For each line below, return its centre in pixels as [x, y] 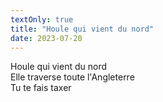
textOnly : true [42, 19]
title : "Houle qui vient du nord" [82, 29]
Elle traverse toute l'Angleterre [72, 77]
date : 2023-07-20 [46, 38]
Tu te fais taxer [41, 88]
